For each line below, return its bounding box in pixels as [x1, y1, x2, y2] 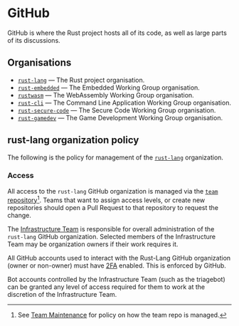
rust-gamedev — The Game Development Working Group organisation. [17, 113, 223, 122]
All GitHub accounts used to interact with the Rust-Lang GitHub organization [7, 253, 231, 262]
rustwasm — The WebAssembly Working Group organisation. [17, 90, 194, 99]
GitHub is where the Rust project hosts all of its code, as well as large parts [7, 28, 228, 37]
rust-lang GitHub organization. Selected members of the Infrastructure [7, 232, 216, 241]
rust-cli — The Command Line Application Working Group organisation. [17, 98, 231, 107]
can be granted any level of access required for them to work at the [7, 283, 205, 291]
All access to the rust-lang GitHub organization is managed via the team [7, 186, 218, 195]
